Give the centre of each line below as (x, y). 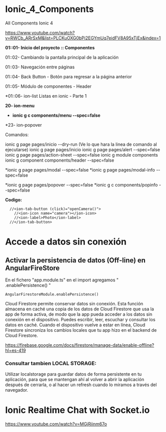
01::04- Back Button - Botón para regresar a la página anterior (69, 76)
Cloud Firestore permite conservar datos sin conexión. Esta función (74, 303)
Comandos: (17, 134)
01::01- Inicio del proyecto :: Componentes (50, 47)
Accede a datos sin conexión (66, 242)
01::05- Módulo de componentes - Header (48, 86)
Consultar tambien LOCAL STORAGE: (51, 363)
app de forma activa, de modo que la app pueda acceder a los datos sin (79, 314)
